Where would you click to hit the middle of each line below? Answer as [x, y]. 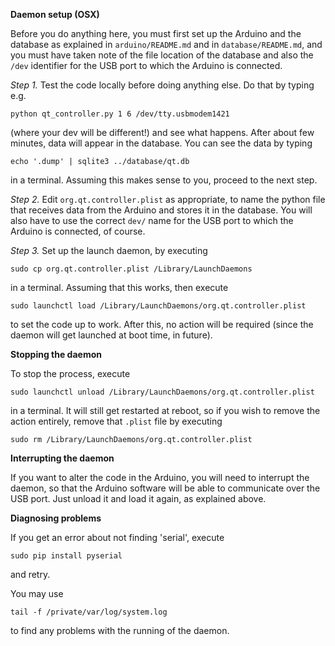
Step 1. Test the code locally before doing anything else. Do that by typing [162, 85]
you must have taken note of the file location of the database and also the [162, 55]
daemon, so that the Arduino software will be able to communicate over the [165, 488]
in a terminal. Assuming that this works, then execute [119, 287]
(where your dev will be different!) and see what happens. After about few [162, 132]
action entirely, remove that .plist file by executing [116, 421]
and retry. [30, 574]
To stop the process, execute [70, 373]
